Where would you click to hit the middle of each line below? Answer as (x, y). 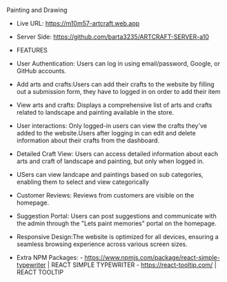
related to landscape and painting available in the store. (95, 112)
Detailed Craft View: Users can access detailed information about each (117, 154)
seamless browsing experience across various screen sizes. (102, 244)
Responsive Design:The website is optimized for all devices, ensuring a (117, 237)
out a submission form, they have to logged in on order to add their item (119, 92)
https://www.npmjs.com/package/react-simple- (152, 257)
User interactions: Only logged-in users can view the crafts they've (112, 126)
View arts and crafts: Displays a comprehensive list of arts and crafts (114, 105)
